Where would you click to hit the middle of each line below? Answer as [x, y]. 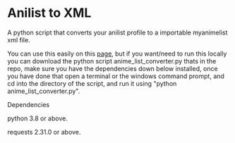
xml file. [19, 39]
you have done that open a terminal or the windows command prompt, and [116, 76]
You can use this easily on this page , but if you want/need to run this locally [117, 54]
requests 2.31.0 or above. [44, 132]
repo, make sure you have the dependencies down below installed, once [113, 68]
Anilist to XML [49, 13]
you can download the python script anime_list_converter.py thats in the [112, 61]
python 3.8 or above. [38, 118]
